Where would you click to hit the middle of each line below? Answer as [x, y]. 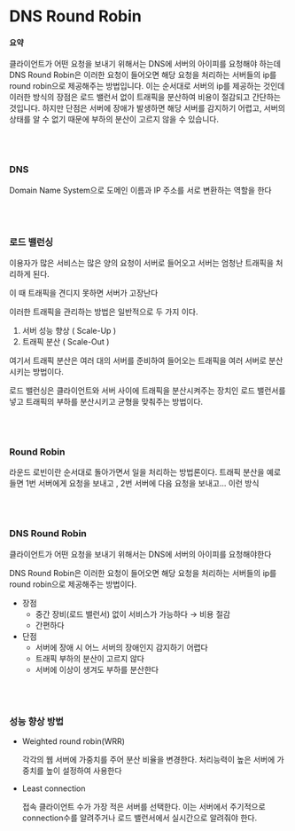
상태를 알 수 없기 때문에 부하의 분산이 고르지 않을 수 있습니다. [114, 119]
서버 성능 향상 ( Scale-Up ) [69, 330]
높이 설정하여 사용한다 [84, 771]
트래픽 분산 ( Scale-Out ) [66, 341]
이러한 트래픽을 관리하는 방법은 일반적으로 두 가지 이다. [104, 312]
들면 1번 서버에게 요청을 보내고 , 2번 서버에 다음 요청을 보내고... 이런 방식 [134, 483]
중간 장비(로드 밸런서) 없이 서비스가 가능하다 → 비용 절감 [132, 613]
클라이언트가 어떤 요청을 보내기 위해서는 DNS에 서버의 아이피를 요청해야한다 [140, 554]
